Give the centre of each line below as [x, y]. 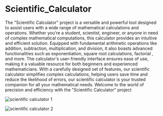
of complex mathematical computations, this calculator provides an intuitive [81, 38]
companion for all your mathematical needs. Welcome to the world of [74, 84]
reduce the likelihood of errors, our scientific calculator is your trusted [75, 79]
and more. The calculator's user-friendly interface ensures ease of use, [77, 58]
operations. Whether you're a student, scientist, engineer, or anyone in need [82, 33]
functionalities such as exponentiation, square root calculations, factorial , [79, 53]
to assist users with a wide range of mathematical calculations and [72, 27]
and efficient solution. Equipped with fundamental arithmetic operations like [81, 43]
